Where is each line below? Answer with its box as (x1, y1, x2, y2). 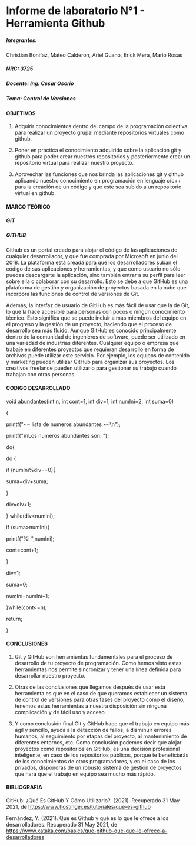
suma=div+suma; (6, 477, 48, 485)
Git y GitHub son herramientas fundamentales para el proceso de (14, 653, 173, 660)
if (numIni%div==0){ (6, 466, 56, 473)
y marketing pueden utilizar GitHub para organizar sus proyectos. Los (6, 359, 175, 366)
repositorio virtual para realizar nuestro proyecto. (14, 160, 134, 167)
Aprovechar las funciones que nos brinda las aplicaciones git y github (14, 171, 184, 178)
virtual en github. (14, 190, 56, 197)
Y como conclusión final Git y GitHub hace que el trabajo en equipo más (14, 720, 190, 727)
